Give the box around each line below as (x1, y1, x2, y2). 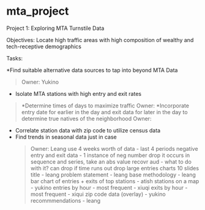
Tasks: (6, 54, 23, 62)
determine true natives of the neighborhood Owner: (21, 115, 152, 122)
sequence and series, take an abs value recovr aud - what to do (30, 157, 192, 165)
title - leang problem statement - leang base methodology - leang (30, 171, 196, 178)
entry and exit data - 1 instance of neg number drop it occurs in (30, 151, 190, 159)
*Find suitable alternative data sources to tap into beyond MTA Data (6, 66, 178, 74)
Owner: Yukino (21, 78, 59, 85)
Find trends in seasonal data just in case (15, 133, 117, 140)
